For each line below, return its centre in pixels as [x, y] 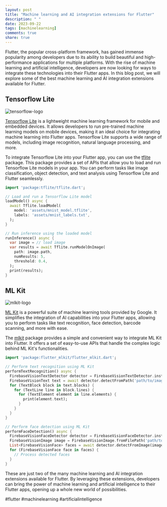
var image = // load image [38, 243]
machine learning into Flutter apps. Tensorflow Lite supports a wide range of [83, 137]
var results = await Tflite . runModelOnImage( [58, 248]
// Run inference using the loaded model [49, 233]
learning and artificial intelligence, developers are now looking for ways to [81, 67]
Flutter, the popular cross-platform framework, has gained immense [75, 52]
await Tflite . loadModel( [35, 206]
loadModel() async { [27, 201]
